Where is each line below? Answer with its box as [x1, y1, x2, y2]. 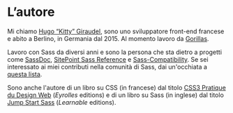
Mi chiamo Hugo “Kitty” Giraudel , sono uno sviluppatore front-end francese [7, 27, 225, 35]
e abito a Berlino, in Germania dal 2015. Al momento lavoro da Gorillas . [7, 34, 209, 42]
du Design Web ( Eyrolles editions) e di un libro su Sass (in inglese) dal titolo [7, 91, 225, 99]
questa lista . [7, 70, 43, 78]
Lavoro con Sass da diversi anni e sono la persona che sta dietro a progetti [7, 48, 222, 56]
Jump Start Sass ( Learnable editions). [7, 98, 116, 106]
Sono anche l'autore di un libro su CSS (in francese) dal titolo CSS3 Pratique [7, 83, 227, 92]
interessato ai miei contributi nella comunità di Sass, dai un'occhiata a [7, 62, 208, 71]
